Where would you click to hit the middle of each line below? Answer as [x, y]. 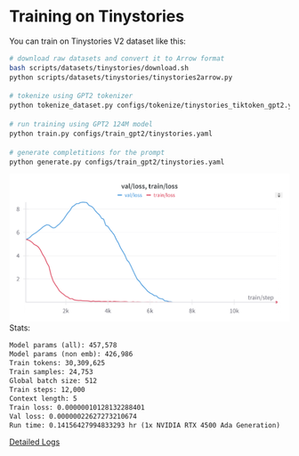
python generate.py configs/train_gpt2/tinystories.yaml [117, 162]
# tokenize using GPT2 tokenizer [71, 96]
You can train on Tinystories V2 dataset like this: [98, 41]
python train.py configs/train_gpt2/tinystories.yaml [111, 134]
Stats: [20, 328]
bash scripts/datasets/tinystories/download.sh [99, 68]
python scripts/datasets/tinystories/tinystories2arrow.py [121, 77]
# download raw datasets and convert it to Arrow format [117, 58]
